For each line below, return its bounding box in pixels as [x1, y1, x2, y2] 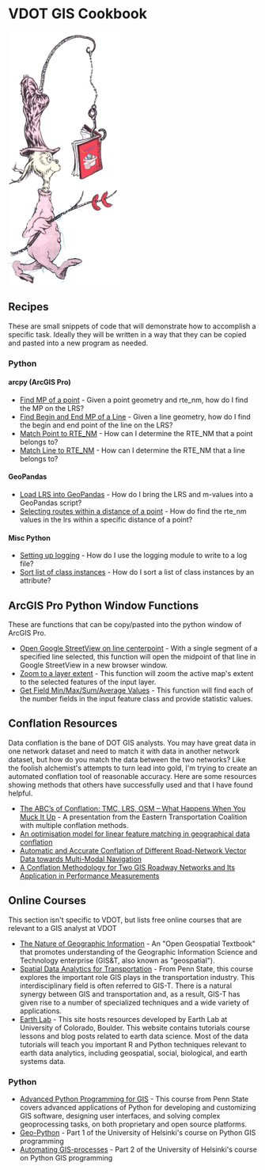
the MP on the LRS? [19, 403, 85, 412]
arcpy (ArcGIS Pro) [8, 378, 71, 387]
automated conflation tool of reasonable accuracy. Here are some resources [8, 771, 257, 781]
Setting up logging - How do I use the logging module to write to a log [19, 551, 248, 560]
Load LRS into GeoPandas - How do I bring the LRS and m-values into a [19, 490, 254, 500]
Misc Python [8, 533, 51, 542]
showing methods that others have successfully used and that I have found [8, 780, 253, 789]
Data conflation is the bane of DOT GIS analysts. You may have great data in [8, 738, 256, 747]
